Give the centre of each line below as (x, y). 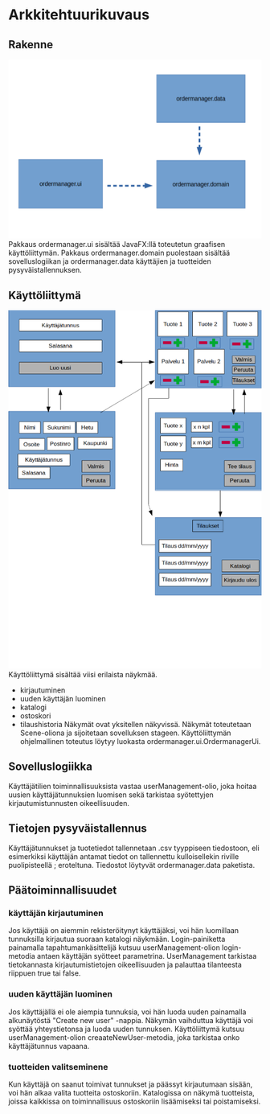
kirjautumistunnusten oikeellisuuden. (69, 803)
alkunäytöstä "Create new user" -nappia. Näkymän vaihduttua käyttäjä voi (131, 1020)
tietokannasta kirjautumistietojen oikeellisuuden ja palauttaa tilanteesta (125, 965)
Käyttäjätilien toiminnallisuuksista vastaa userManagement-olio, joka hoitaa (133, 786)
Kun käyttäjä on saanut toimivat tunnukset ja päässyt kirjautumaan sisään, (131, 1084)
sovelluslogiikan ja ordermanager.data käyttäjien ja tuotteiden (110, 261)
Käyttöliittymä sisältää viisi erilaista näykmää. (83, 674)
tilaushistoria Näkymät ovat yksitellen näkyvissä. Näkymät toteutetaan (135, 724)
